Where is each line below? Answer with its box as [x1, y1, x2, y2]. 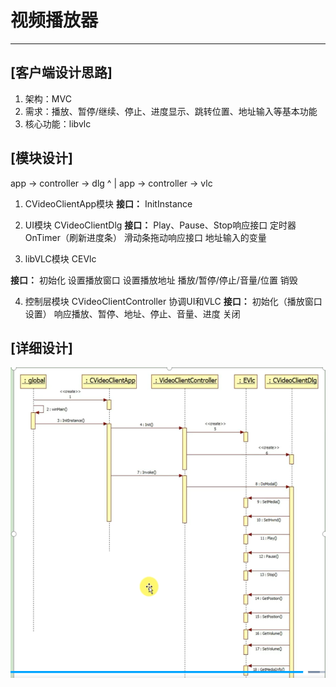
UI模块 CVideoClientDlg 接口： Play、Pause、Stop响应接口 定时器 [24, 219, 297, 231]
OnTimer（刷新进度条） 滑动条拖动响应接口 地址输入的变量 [24, 231, 267, 243]
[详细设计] [10, 339, 73, 356]
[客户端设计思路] [10, 64, 113, 81]
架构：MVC [24, 92, 72, 105]
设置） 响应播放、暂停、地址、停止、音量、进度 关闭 [24, 307, 241, 320]
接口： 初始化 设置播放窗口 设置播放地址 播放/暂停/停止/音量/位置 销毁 [10, 274, 298, 286]
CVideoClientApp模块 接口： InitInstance [24, 197, 193, 210]
